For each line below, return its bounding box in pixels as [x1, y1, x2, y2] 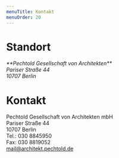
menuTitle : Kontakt [6, 8, 55, 15]
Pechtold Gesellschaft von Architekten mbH [6, 113, 113, 120]
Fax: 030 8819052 [6, 139, 51, 146]
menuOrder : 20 [6, 14, 42, 20]
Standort [6, 40, 51, 54]
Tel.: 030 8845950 [6, 132, 52, 139]
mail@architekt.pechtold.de [6, 145, 74, 153]
